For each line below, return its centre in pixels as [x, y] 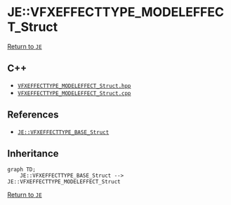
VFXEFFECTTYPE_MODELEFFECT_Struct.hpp [74, 86]
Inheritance [33, 154]
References [33, 115]
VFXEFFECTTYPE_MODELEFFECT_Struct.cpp [74, 93]
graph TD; [22, 170]
